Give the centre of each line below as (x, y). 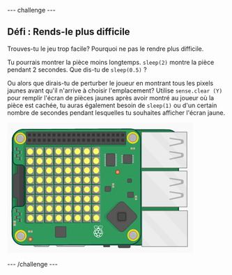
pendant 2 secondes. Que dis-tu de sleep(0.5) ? (77, 70)
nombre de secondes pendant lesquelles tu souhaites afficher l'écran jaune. (116, 112)
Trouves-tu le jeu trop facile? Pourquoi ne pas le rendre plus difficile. (106, 49)
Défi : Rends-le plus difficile (69, 32)
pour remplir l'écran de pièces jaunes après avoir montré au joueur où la (111, 97)
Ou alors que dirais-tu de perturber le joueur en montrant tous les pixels (110, 83)
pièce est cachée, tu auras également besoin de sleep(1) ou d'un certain (112, 105)
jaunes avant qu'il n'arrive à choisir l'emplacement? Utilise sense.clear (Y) (115, 91)
